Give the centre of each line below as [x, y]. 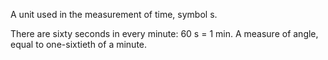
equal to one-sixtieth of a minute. [79, 44]
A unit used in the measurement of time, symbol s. [114, 14]
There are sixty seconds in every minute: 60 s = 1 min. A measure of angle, [164, 33]
